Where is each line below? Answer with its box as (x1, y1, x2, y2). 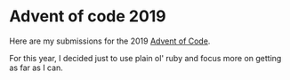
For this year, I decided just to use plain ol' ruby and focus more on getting (9, 52, 282, 63)
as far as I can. (9, 62, 64, 73)
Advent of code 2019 (9, 6, 166, 27)
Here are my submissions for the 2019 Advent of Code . (9, 36, 211, 46)
